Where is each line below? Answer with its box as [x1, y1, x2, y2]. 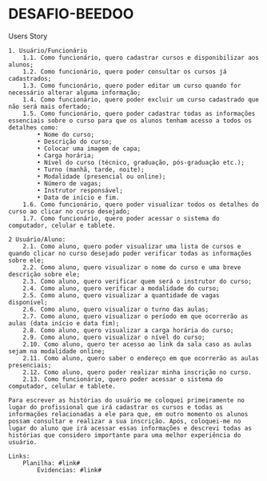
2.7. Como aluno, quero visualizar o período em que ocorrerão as [22, 312, 249, 320]
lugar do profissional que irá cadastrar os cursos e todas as [8, 403, 224, 411]
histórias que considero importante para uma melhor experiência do [8, 431, 241, 439]
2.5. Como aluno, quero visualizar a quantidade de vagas [22, 291, 220, 300]
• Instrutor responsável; [37, 186, 124, 194]
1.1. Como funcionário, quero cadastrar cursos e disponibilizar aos [22, 54, 260, 62]
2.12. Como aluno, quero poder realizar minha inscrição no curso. [22, 368, 252, 376]
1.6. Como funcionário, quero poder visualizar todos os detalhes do [22, 201, 260, 209]
